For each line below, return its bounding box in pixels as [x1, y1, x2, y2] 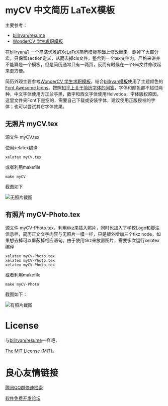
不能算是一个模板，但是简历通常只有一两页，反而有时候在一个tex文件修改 [5, 61, 157, 67]
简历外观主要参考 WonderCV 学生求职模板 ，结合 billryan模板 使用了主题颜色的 [5, 78, 163, 84]
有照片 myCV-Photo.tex [5, 211, 80, 219]
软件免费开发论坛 [5, 395, 41, 401]
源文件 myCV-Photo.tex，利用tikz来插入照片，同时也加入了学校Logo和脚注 [5, 225, 160, 231]
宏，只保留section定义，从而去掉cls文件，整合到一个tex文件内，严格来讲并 [5, 55, 160, 61]
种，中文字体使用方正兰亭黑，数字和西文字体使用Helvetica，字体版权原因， [5, 91, 161, 97]
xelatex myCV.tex [5, 154, 42, 160]
